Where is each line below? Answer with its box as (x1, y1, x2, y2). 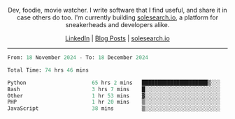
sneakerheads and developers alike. (65, 21, 170, 29)
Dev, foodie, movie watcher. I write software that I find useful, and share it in (8, 6, 227, 14)
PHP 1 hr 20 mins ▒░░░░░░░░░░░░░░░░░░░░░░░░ (7, 99, 220, 106)
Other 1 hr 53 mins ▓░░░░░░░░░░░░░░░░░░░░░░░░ (7, 92, 220, 100)
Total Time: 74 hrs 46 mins (7, 66, 90, 74)
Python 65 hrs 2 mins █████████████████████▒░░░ (7, 79, 220, 86)
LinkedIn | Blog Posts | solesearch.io (65, 34, 170, 42)
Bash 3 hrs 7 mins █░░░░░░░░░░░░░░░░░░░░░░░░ (7, 86, 220, 93)
